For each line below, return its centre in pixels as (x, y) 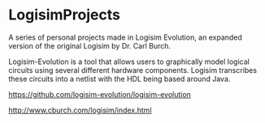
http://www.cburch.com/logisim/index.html (80, 110)
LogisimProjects (64, 15)
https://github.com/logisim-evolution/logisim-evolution (100, 94)
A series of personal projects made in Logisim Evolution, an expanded (125, 37)
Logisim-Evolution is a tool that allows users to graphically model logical (129, 61)
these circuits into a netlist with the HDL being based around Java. (119, 78)
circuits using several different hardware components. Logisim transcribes (133, 70)
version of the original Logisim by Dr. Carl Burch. (90, 45)
